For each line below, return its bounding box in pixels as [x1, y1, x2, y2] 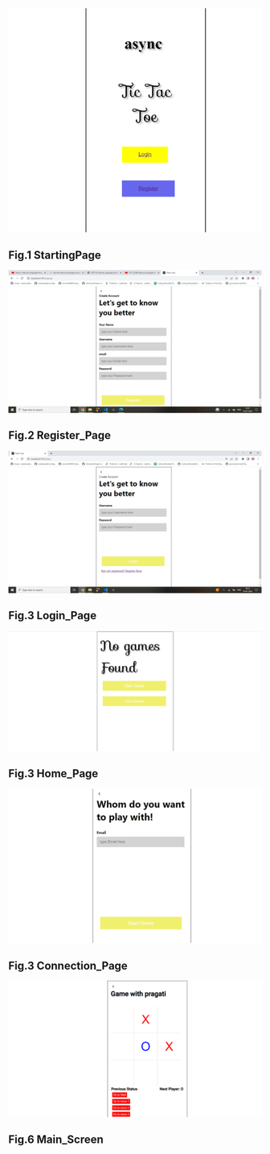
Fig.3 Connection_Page [8, 958, 129, 973]
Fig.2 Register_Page [8, 428, 111, 442]
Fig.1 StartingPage [8, 248, 102, 262]
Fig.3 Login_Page [8, 609, 97, 622]
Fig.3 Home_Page [8, 767, 99, 780]
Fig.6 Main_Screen [8, 1133, 104, 1147]
